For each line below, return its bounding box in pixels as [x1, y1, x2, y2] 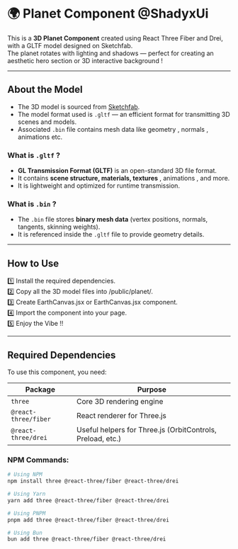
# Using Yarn [7, 490, 46, 498]
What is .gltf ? [7, 150, 60, 160]
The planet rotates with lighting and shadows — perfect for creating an [7, 49, 214, 57]
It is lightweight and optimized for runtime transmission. [17, 181, 181, 190]
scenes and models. [17, 118, 76, 126]
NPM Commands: [7, 455, 69, 465]
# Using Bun [7, 529, 42, 536]
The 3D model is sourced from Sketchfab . [17, 102, 140, 111]
